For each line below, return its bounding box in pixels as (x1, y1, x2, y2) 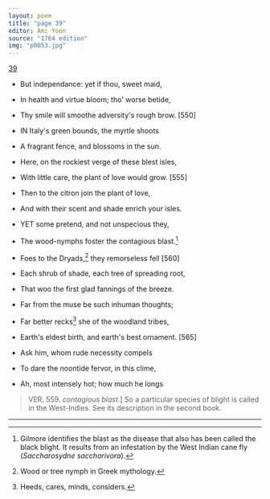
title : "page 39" (8, 19, 67, 27)
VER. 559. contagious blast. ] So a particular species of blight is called (27, 395, 260, 404)
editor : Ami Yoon (8, 27, 67, 35)
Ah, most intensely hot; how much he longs (19, 379, 164, 389)
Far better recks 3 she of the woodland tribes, (19, 315, 170, 326)
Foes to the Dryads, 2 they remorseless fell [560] (19, 252, 180, 263)
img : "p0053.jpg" (8, 42, 67, 50)
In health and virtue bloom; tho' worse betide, (19, 95, 171, 104)
